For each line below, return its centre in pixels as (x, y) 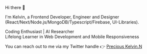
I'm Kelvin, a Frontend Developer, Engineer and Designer (62, 17)
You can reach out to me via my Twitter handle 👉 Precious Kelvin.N (73, 46)
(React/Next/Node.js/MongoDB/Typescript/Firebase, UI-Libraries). (72, 22)
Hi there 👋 (15, 8)
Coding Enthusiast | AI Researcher (40, 31)
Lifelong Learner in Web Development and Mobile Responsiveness (72, 37)
